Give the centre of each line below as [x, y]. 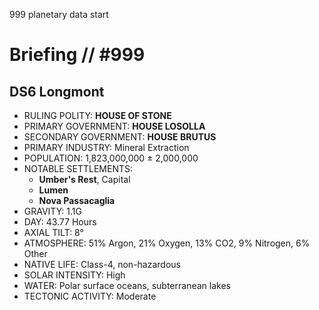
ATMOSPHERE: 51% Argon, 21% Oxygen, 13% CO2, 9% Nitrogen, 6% [167, 243]
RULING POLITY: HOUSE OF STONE [97, 115]
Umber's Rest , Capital [84, 179]
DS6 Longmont [57, 91]
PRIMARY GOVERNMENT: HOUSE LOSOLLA [114, 126]
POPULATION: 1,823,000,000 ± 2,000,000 [111, 158]
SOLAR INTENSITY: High [74, 275]
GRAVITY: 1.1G [52, 211]
